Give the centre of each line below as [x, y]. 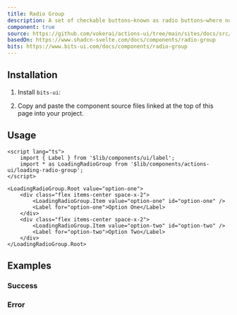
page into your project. [51, 113]
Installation [32, 75]
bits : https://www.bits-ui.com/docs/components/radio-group [98, 47]
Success [23, 285]
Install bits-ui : [39, 92]
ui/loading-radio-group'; [45, 170]
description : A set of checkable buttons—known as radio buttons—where [115, 20]
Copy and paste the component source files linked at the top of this [115, 106]
